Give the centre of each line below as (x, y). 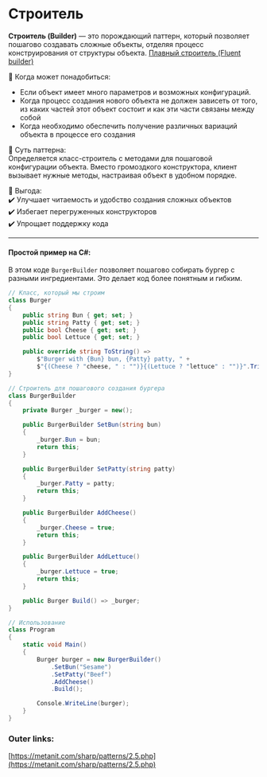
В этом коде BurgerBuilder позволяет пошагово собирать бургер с (122, 270)
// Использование (37, 623)
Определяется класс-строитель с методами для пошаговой (110, 158)
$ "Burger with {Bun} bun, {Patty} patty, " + (114, 359)
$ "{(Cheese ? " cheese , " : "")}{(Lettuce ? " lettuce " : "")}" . (143, 367)
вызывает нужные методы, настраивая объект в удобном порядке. (122, 175)
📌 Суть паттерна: (37, 150)
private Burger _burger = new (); (78, 411)
